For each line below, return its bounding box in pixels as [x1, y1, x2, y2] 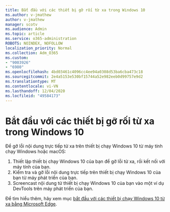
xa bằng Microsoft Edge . [5, 201, 57, 207]
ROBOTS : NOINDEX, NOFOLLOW [5, 41, 63, 46]
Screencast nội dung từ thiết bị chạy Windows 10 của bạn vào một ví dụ [12, 180, 164, 186]
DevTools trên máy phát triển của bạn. [12, 185, 94, 192]
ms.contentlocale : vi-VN [5, 83, 58, 89]
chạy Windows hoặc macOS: [5, 149, 67, 155]
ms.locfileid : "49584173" [5, 93, 60, 98]
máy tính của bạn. [12, 164, 51, 170]
